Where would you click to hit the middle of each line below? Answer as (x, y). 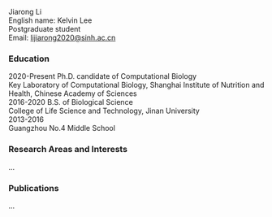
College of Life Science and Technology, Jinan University (104, 111)
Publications (34, 188)
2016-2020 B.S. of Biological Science (71, 102)
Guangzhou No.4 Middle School (62, 128)
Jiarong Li (25, 12)
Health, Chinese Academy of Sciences (73, 93)
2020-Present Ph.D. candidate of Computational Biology (103, 76)
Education (29, 59)
